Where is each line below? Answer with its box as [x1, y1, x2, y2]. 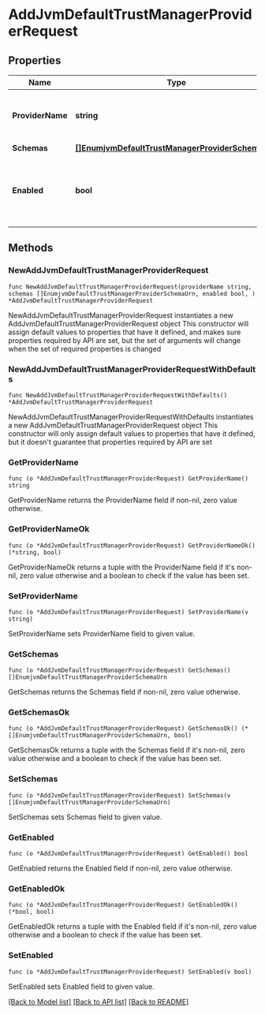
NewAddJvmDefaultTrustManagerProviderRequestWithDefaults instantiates [8, 412, 254, 421]
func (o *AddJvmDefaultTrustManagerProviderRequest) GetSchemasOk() [8, 725, 238, 733]
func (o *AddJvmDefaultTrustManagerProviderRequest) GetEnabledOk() [8, 901, 238, 909]
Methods [8, 241, 54, 255]
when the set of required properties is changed [8, 344, 162, 353]
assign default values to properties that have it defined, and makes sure [8, 327, 241, 337]
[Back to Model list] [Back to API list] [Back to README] [8, 997, 189, 1006]
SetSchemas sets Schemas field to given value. [8, 812, 162, 822]
